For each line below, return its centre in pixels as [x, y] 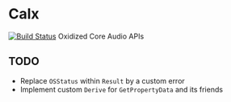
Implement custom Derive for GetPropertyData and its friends [122, 89]
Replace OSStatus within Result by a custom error [103, 80]
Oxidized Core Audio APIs [101, 36]
